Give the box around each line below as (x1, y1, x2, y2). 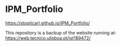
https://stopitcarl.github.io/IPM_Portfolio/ (5, 20, 90, 26)
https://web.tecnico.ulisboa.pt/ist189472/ (5, 35, 91, 41)
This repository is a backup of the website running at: (5, 29, 116, 35)
